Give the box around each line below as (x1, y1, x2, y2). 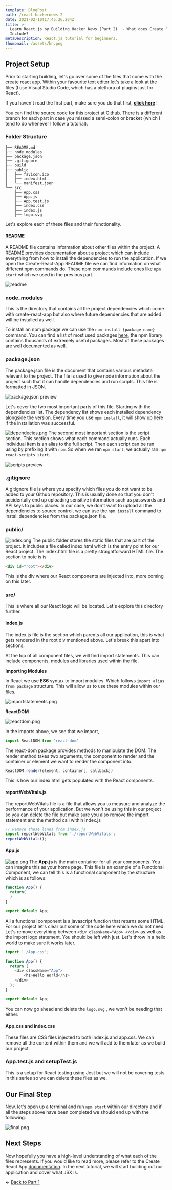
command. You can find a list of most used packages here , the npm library (5, 332, 163, 338)
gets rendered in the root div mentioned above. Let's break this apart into (5, 637, 160, 643)
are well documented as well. (5, 343, 67, 349)
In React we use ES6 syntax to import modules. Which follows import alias (5, 677, 165, 684)
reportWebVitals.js (5, 789, 47, 795)
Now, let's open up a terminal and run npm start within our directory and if (5, 1103, 162, 1110)
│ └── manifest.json (5, 180, 54, 186)
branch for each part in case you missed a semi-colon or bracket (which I (5, 115, 160, 121)
